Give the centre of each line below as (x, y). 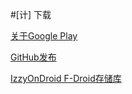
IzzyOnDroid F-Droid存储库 (66, 78)
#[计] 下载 (31, 14)
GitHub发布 (33, 57)
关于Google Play (44, 36)
